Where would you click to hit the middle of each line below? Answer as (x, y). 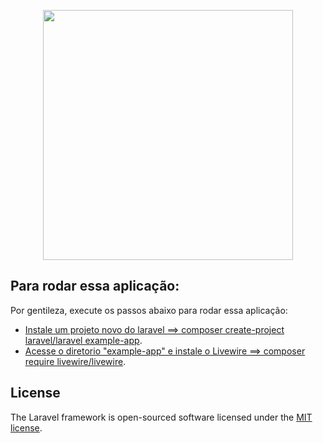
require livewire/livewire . (75, 361)
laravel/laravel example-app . (83, 340)
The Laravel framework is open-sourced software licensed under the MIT (161, 417)
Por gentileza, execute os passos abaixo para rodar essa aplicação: (149, 310)
